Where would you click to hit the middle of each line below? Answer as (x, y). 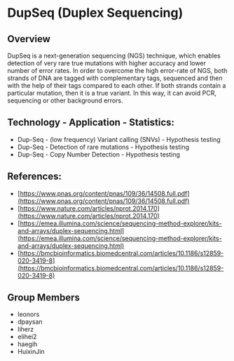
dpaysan (30, 322)
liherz (26, 329)
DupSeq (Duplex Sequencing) (95, 13)
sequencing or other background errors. (66, 100)
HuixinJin (31, 352)
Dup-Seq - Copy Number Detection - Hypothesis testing (99, 154)
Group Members (44, 297)
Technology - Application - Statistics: (91, 123)
